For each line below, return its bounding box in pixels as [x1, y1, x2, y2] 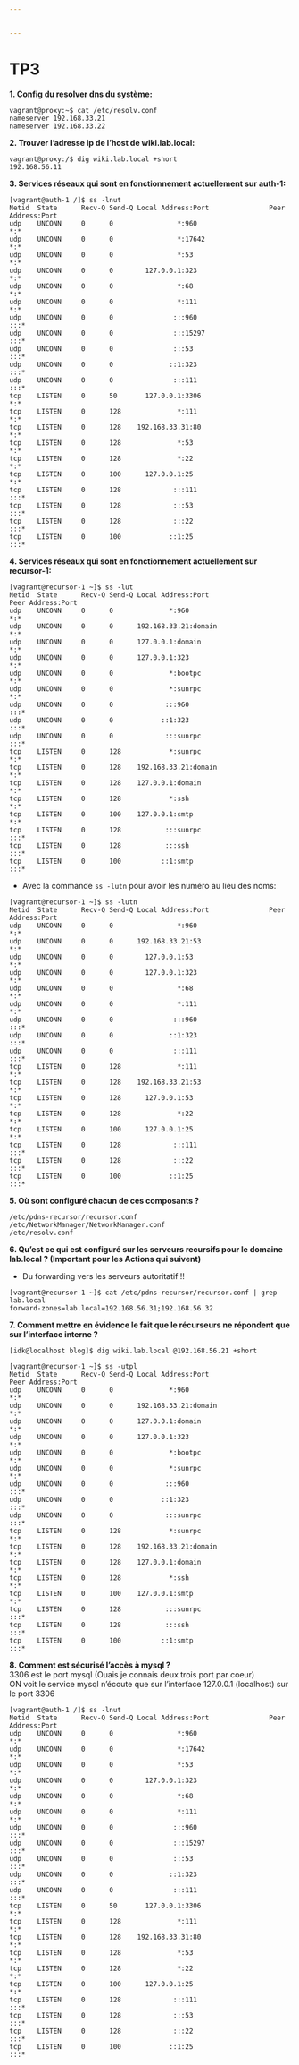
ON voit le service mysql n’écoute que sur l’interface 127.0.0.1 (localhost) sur [9, 1678, 288, 1689]
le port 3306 [9, 1688, 55, 1699]
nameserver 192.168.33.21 [9, 114, 105, 123]
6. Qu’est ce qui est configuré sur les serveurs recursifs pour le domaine [9, 1243, 284, 1254]
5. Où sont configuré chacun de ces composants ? [9, 1195, 199, 1206]
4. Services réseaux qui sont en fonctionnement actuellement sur [9, 556, 258, 567]
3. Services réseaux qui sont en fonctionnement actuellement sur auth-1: [9, 178, 287, 189]
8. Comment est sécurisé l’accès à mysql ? [9, 1660, 171, 1670]
